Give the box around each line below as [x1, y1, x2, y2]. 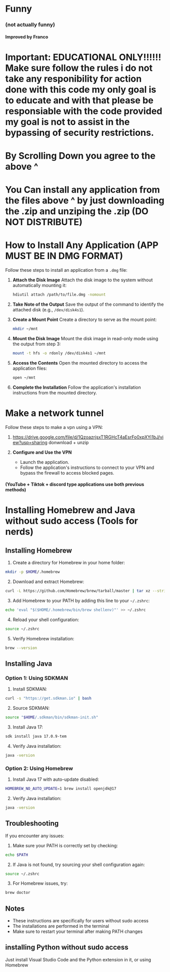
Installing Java [5, 660, 52, 668]
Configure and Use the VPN [12, 449, 72, 455]
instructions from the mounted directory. [12, 389, 97, 395]
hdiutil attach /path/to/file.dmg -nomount [12, 292, 106, 297]
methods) [5, 487, 26, 493]
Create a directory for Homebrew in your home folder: [12, 560, 125, 566]
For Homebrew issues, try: [12, 880, 68, 886]
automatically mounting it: [12, 282, 67, 289]
